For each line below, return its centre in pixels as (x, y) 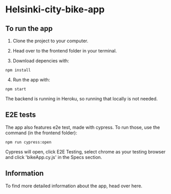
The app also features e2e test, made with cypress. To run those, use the (83, 127)
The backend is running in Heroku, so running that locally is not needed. (82, 99)
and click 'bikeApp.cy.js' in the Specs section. (54, 157)
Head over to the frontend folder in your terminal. (65, 51)
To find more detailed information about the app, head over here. (74, 186)
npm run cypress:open (28, 142)
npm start (16, 89)
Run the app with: (31, 80)
